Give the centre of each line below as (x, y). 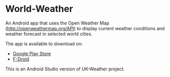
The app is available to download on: (44, 43)
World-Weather (39, 9)
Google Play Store (32, 54)
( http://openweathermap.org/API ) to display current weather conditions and (85, 28)
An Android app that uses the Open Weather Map (57, 23)
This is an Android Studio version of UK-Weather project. (65, 69)
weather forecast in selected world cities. (49, 34)
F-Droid (21, 59)
